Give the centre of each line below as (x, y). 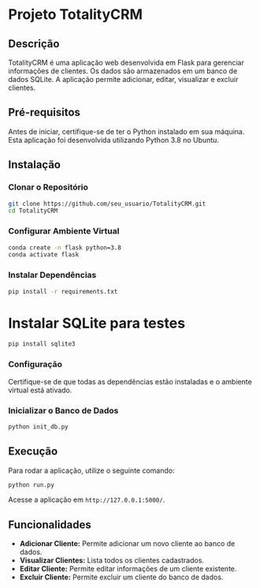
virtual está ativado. (40, 390)
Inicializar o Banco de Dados (63, 410)
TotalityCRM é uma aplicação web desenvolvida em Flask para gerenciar (126, 62)
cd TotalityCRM (33, 211)
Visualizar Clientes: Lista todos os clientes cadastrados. (112, 560)
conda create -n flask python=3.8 (65, 247)
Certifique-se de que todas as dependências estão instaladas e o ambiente (130, 381)
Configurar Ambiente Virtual (64, 231)
